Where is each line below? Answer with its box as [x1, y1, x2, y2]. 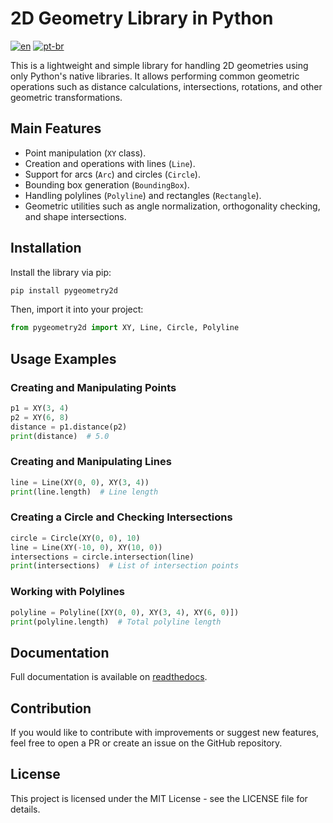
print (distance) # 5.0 [10, 431, 110, 441]
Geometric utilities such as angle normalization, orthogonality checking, [24, 200, 321, 212]
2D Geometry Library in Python [10, 7, 274, 30]
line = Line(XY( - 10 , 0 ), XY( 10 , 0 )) [10, 542, 163, 552]
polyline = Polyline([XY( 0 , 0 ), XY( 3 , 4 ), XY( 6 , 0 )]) [10, 607, 240, 617]
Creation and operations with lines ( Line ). [24, 157, 196, 169]
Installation [10, 240, 82, 257]
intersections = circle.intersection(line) [10, 552, 195, 562]
